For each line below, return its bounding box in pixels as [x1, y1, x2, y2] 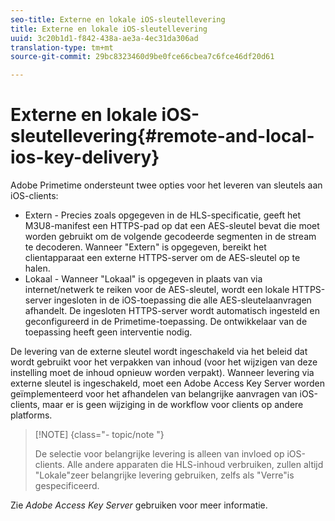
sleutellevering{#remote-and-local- [10, 125, 315, 148]
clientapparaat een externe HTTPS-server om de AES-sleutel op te [24, 252, 301, 264]
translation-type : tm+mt [10, 42, 114, 53]
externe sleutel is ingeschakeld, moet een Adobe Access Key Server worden [10, 377, 325, 390]
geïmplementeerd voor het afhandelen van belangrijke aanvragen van [10, 388, 298, 400]
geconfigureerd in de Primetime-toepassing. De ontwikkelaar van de [24, 316, 308, 328]
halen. [24, 262, 51, 275]
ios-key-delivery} [10, 146, 160, 169]
